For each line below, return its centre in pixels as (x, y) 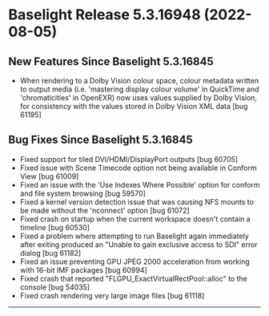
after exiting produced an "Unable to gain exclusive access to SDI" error (139, 244)
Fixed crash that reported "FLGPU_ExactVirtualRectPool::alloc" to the (134, 278)
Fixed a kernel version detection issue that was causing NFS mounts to (137, 201)
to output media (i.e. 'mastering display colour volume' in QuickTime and (139, 89)
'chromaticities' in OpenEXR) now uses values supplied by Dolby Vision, (139, 97)
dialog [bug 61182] (50, 253)
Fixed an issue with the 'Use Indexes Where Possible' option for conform (140, 184)
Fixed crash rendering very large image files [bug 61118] (112, 295)
